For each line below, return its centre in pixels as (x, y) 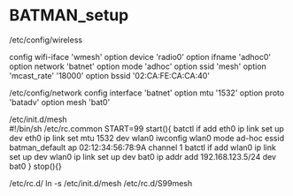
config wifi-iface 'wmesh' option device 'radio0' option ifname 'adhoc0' (140, 57)
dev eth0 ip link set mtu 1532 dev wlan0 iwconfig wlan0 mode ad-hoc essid (147, 138)
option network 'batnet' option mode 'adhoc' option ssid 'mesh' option (138, 66)
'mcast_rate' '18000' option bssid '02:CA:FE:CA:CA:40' (110, 75)
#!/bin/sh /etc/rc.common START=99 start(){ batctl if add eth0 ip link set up (147, 128)
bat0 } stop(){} (35, 166)
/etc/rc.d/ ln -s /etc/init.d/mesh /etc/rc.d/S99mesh (101, 183)
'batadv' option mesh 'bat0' (60, 102)
